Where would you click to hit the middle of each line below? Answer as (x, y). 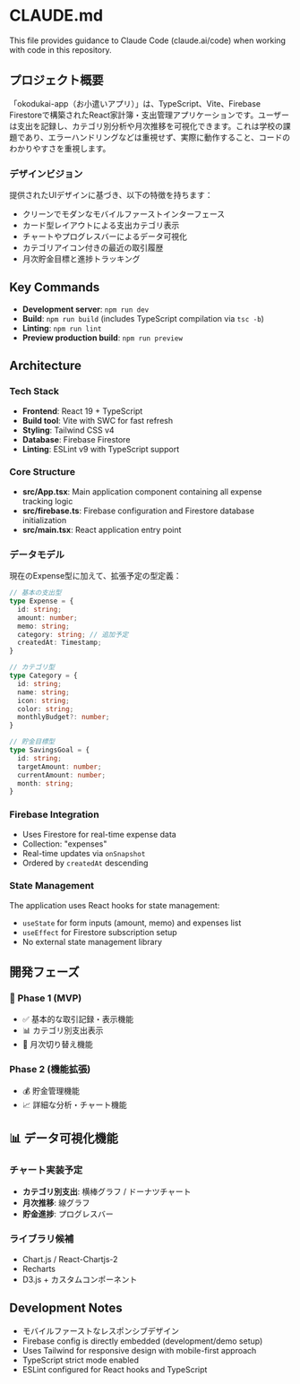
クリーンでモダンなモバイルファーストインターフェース (124, 214)
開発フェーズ (44, 972)
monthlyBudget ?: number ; (64, 718)
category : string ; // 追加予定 (73, 634)
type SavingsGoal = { (50, 750)
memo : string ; (43, 626)
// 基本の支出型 (35, 593)
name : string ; (43, 692)
